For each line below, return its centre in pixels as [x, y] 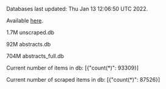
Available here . [25, 20]
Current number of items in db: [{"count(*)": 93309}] [72, 68]
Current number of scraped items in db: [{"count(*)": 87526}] [83, 80]
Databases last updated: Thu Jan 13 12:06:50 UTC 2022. [77, 9]
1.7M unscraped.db [30, 32]
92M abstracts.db [29, 44]
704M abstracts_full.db [35, 56]
